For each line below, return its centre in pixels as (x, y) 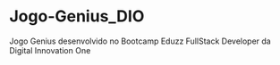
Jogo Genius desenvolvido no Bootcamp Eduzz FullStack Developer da (140, 41)
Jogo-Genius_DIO (77, 16)
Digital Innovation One (50, 50)
